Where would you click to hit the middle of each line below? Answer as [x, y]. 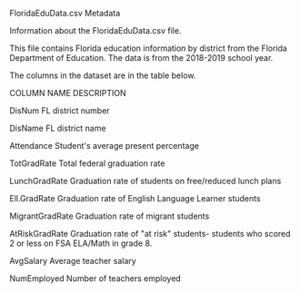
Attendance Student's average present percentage [105, 146]
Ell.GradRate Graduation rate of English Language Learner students [135, 198]
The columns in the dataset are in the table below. [103, 75]
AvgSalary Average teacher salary [73, 261]
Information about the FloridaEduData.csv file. [95, 30]
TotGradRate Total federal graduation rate [87, 163]
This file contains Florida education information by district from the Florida [149, 48]
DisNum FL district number [60, 111]
